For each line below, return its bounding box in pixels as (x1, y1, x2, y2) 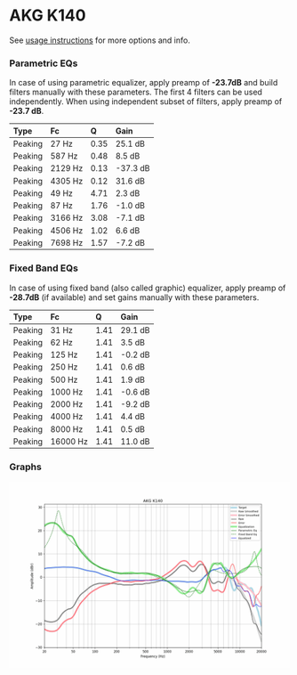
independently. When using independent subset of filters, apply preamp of (9, 96, 283, 107)
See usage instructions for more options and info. (9, 35, 191, 45)
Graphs (9, 460, 42, 473)
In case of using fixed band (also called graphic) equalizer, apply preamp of (9, 282, 286, 293)
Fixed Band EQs (9, 262, 78, 274)
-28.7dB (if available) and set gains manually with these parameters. (9, 291, 260, 303)
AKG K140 (9, 5, 86, 26)
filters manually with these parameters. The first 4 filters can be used (9, 86, 262, 98)
